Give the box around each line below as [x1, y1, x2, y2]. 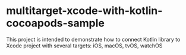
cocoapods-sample [6, 16, 105, 30]
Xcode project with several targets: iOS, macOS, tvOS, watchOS [6, 42, 163, 49]
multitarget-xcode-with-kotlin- [6, 4, 163, 18]
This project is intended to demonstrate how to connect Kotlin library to [6, 36, 181, 43]
